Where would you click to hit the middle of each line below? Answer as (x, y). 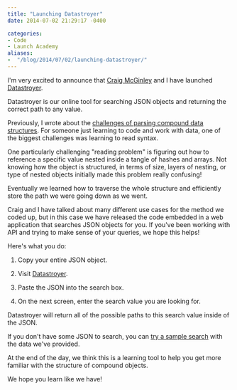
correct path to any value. (45, 109)
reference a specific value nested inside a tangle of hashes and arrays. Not (117, 159)
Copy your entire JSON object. (62, 260)
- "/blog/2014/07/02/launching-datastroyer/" (77, 60)
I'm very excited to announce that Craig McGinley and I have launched (110, 80)
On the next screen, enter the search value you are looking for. (109, 301)
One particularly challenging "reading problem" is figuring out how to (108, 152)
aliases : (20, 53)
